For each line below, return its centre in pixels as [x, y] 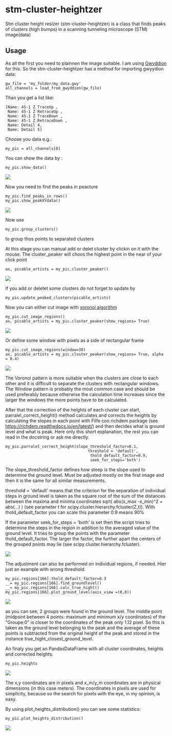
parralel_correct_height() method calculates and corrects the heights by [81, 415]
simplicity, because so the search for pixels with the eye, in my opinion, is [83, 693]
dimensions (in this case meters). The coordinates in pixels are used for [81, 688]
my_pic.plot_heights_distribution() [44, 719]
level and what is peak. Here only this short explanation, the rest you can [82, 432]
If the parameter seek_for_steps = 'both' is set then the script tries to [78, 522]
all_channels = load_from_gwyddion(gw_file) [53, 88]
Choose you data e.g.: [29, 139]
